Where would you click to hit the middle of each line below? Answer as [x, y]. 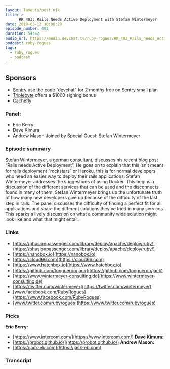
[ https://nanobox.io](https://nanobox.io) [54, 254]
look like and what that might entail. [42, 219]
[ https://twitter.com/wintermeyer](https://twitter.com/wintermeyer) [82, 287]
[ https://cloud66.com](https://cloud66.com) [58, 260]
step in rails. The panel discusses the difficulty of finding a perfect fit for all [83, 203]
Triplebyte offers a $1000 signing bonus [54, 95]
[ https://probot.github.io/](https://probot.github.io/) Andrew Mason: [83, 342]
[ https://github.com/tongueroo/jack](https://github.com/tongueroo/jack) [88, 271]
